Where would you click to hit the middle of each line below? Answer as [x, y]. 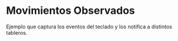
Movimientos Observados [70, 11]
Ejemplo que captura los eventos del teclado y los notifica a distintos [89, 27]
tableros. [17, 32]
